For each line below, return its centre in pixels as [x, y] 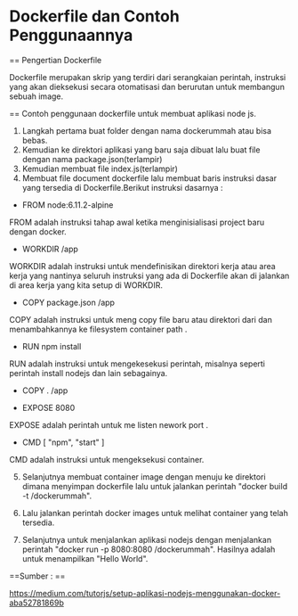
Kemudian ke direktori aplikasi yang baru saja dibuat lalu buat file [141, 150]
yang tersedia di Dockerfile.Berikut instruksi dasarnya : [123, 187]
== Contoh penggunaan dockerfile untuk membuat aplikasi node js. [133, 113]
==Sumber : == [37, 576]
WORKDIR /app [50, 249]
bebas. [35, 140]
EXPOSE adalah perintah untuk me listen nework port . [109, 424]
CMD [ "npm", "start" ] [63, 442]
